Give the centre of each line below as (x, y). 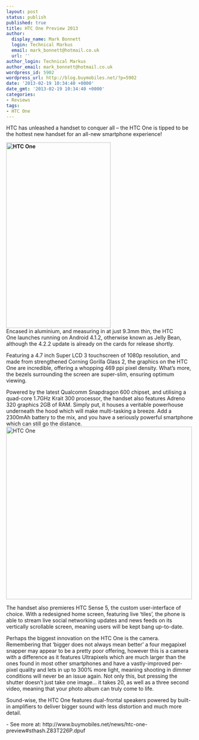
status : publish (26, 17)
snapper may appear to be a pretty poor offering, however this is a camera (97, 651)
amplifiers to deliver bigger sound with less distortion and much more (97, 707)
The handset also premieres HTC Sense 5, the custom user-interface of (94, 608)
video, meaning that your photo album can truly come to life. (80, 689)
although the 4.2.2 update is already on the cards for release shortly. (90, 344)
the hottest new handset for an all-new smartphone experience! (84, 134)
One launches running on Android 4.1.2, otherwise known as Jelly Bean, (94, 338)
